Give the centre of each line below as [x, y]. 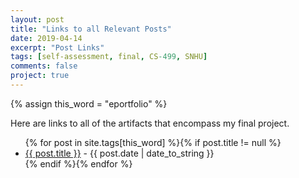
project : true [40, 76]
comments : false [44, 66]
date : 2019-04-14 [46, 38]
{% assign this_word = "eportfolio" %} [89, 103]
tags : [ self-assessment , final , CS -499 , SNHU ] [109, 57]
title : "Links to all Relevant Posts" [91, 29]
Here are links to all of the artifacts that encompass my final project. [150, 123]
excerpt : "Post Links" [57, 47]
